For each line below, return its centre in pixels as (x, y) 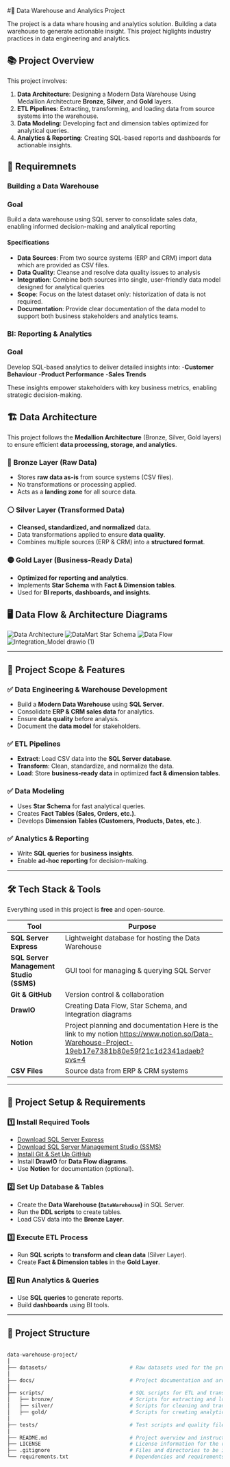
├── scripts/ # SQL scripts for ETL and (107, 1393)
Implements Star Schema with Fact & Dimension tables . (97, 585)
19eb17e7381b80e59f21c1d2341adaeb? (134, 1051)
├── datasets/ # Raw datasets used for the (110, 1368)
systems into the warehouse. (58, 116)
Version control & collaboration (114, 994)
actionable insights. (44, 145)
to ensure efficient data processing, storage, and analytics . (92, 444)
